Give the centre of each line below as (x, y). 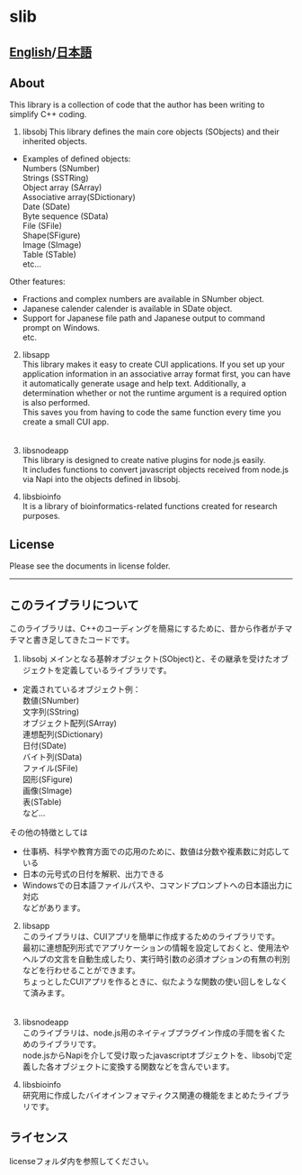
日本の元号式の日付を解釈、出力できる (93, 874)
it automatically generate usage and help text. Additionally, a (134, 384)
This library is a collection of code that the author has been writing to (137, 105)
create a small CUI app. (66, 422)
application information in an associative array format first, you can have (156, 374)
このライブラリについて (74, 605)
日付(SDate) (44, 746)
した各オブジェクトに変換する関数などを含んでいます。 (132, 1067)
